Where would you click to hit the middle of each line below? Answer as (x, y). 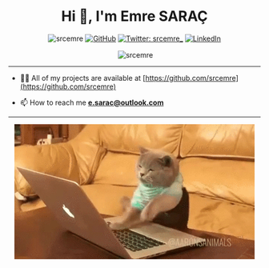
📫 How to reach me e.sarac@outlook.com (92, 102)
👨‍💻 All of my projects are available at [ (82, 78)
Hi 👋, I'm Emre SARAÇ (134, 16)
